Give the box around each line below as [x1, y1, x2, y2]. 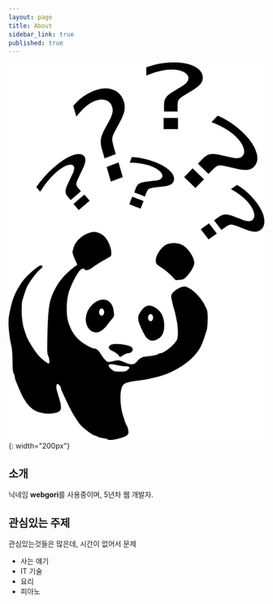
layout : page [8, 13, 53, 21]
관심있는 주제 [8, 516, 71, 529]
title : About [8, 21, 53, 30]
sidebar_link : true [8, 30, 75, 38]
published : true [8, 39, 63, 47]
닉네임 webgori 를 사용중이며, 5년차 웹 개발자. [8, 490, 154, 499]
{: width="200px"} [8, 441, 71, 451]
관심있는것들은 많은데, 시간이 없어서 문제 [8, 539, 136, 549]
